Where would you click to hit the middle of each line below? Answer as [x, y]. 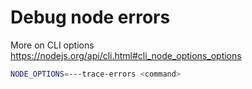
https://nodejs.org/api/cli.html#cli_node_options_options [126, 55]
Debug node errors [90, 17]
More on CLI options [52, 45]
